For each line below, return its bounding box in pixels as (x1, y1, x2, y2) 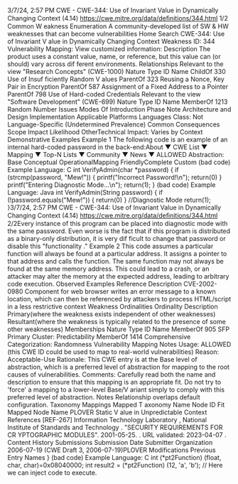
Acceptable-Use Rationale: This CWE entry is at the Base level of (7, 355, 198, 363)
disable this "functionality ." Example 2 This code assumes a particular (7, 242, 214, 250)
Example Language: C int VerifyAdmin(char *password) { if (7, 166, 179, 173)
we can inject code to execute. (7, 468, 97, 477)
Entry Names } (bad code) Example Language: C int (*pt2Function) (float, (7, 453, 222, 461)
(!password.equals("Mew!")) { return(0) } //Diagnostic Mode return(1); (7, 195, 211, 204)
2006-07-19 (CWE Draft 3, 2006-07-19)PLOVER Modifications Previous (7, 446, 216, 454)
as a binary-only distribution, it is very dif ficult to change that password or (7, 235, 226, 242)
